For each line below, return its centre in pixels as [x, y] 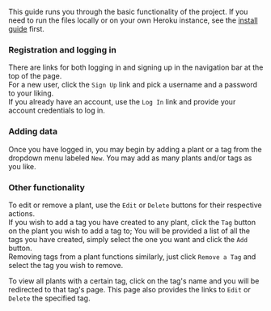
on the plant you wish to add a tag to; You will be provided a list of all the [129, 231]
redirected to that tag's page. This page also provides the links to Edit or [129, 289]
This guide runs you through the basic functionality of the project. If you [128, 12]
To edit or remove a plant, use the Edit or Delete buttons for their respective [135, 205]
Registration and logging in [63, 49]
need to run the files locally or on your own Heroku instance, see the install [133, 20]
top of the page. [35, 76]
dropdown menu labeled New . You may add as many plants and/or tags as [130, 158]
